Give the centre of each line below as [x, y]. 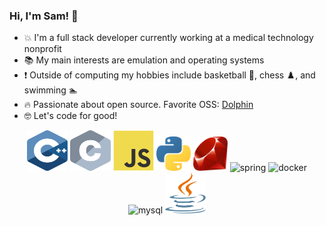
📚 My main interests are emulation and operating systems [144, 60]
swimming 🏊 [51, 90]
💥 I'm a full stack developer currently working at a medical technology [168, 38]
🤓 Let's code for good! [70, 116]
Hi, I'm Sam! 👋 [44, 16]
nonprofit [42, 49]
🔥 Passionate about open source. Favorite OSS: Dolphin [138, 105]
